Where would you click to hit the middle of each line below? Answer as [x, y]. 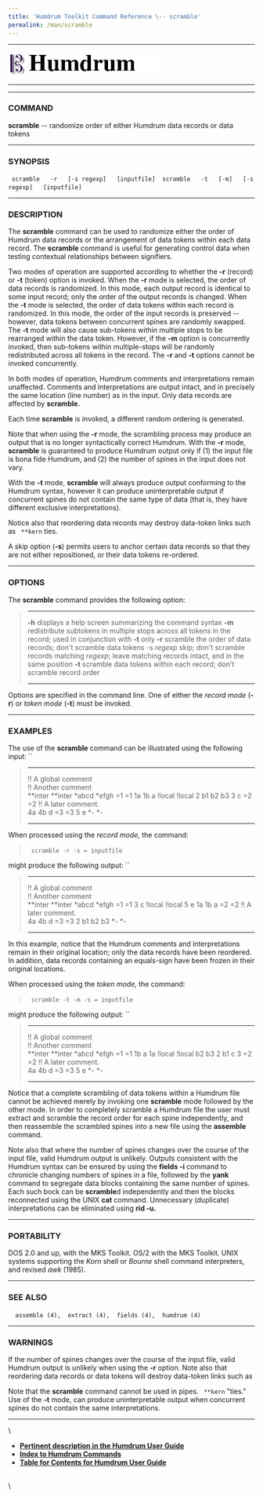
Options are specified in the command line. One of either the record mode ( [130, 695]
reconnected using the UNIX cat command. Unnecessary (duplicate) [119, 1199]
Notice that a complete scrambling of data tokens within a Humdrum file [124, 1093]
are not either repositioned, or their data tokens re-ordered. [104, 555]
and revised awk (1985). [47, 1270]
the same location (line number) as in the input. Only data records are [120, 396]
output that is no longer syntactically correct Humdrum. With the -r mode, [127, 443]
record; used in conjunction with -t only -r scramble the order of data [139, 639]
